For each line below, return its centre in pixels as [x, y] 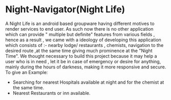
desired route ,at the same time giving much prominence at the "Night [79, 51]
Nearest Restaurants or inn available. [51, 93]
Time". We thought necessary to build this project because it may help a [81, 56]
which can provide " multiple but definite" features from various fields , [80, 34]
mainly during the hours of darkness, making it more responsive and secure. [86, 67]
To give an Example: [27, 72]
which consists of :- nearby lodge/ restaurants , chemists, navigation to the [84, 45]
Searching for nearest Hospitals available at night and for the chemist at [88, 82]
